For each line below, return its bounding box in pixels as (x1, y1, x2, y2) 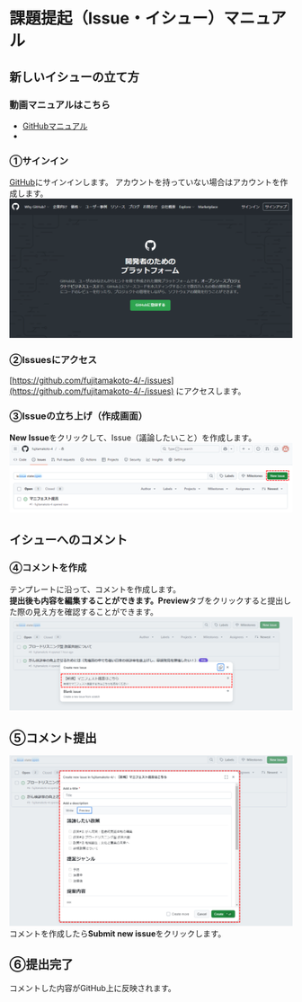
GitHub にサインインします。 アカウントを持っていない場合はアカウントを (9, 177, 280, 188)
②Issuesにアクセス (9, 354, 97, 367)
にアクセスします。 (175, 386, 246, 396)
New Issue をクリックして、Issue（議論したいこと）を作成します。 (9, 432, 257, 443)
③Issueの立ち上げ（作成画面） (9, 410, 148, 422)
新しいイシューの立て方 (9, 69, 139, 84)
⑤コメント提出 (9, 730, 97, 746)
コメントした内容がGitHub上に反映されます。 (9, 982, 177, 993)
